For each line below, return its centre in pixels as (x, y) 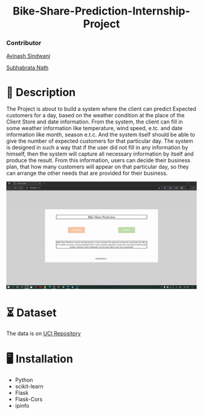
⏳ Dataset (31, 312)
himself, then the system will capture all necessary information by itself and (100, 154)
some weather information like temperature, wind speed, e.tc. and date (95, 128)
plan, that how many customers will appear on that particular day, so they (98, 167)
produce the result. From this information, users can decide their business (98, 160)
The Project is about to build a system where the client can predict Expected (101, 109)
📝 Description (41, 92)
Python (24, 380)
